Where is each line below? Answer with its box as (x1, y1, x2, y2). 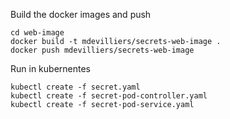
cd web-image (10, 28, 65, 38)
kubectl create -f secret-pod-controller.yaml (10, 91, 208, 101)
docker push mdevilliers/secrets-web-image (10, 45, 195, 55)
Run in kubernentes (10, 63, 91, 74)
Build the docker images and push (10, 9, 152, 20)
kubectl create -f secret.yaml (10, 82, 141, 92)
